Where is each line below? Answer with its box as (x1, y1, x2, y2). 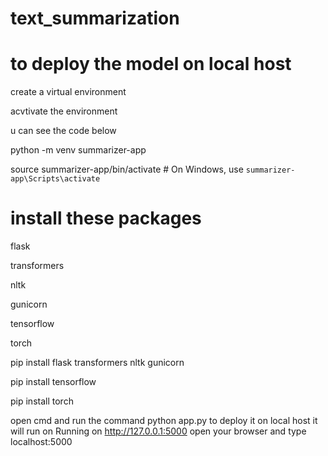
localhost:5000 (10, 436, 73, 448)
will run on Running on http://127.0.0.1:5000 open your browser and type (10, 425, 307, 437)
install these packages (10, 207, 202, 230)
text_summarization (10, 7, 180, 30)
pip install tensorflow (10, 376, 97, 388)
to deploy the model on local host (10, 53, 292, 76)
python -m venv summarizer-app (10, 144, 147, 156)
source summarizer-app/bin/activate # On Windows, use (10, 163, 244, 176)
